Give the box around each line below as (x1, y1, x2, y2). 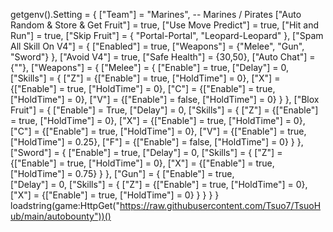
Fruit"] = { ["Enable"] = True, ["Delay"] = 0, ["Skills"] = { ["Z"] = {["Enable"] (10, 104, 319, 116)
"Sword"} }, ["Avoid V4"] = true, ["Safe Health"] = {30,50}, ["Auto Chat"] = (10, 51, 316, 63)
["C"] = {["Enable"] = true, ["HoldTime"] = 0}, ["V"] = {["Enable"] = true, (10, 125, 307, 137)
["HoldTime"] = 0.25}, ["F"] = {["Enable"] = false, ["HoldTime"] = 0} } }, (10, 136, 304, 148)
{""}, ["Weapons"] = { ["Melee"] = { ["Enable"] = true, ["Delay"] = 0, (10, 62, 289, 73)
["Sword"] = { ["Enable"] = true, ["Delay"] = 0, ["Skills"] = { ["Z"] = (10, 147, 283, 158)
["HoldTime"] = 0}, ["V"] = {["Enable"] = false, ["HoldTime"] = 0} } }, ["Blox (10, 94, 320, 105)
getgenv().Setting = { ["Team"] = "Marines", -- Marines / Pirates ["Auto (10, 9, 302, 20)
